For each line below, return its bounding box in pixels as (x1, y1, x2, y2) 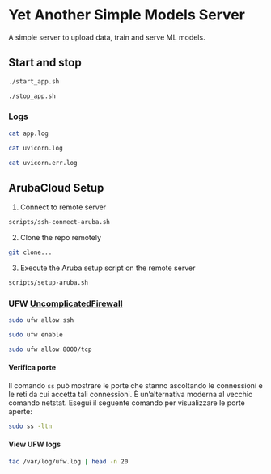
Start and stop (8, 56, 83, 70)
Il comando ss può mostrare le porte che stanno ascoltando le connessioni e (8, 380, 263, 390)
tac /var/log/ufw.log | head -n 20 (8, 458, 129, 466)
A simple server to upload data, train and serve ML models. (8, 32, 205, 42)
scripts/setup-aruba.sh (8, 278, 89, 286)
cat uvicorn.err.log (8, 159, 78, 167)
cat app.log (8, 129, 49, 138)
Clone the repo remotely (19, 233, 102, 243)
